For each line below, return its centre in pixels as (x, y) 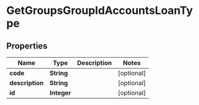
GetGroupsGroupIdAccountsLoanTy (99, 11)
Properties (27, 46)
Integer (60, 93)
